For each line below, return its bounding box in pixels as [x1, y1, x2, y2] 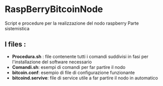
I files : [5, 40, 26, 49]
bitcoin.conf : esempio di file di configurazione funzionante [12, 69, 135, 75]
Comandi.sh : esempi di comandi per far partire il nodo [12, 64, 126, 70]
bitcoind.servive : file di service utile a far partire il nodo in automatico [12, 74, 158, 81]
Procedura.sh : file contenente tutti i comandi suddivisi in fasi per [12, 53, 148, 59]
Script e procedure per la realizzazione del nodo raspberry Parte [5, 20, 139, 26]
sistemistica [5, 25, 30, 31]
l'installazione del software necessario [12, 59, 92, 65]
